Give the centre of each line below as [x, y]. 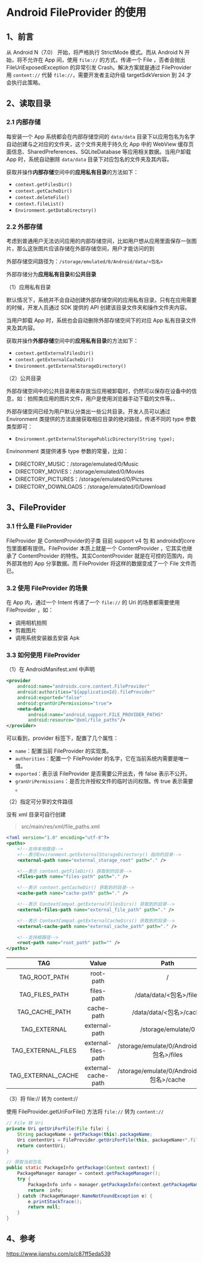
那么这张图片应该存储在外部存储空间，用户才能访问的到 [85, 248]
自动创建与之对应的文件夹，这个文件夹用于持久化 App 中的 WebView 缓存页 [100, 144]
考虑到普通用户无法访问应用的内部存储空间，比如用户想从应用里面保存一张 [99, 241]
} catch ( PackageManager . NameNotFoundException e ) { [85, 1196]
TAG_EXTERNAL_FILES [44, 1051]
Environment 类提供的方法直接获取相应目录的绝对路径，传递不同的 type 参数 [101, 419]
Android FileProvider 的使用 [76, 12]
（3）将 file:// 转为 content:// [42, 1099]
